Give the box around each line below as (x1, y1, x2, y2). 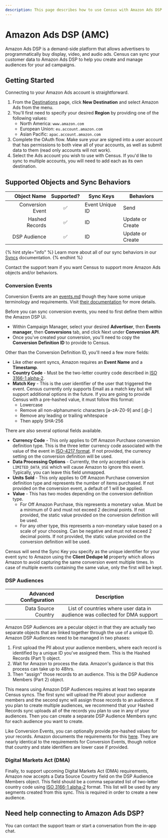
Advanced (29, 590, 54, 597)
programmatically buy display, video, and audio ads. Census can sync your (5, 51, 160, 57)
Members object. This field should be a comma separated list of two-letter (5, 779, 158, 785)
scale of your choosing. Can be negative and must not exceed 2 (19, 528, 152, 534)
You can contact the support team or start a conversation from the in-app (5, 822, 156, 828)
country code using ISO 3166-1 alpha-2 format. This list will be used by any (5, 784, 160, 790)
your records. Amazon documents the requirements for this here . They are (5, 733, 158, 739)
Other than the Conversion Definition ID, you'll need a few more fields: (5, 350, 149, 356)
